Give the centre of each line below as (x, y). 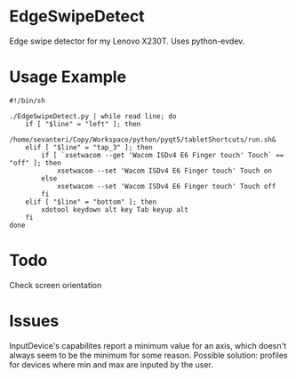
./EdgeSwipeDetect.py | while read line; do (93, 116)
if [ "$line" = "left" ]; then (83, 124)
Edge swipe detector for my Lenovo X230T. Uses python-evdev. (127, 41)
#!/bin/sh (28, 101)
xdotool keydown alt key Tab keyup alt (115, 210)
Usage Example (68, 77)
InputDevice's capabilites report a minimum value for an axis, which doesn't (148, 345)
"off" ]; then (36, 163)
